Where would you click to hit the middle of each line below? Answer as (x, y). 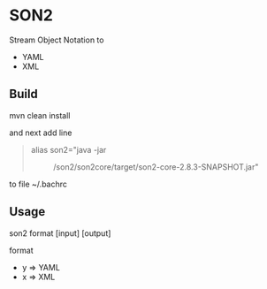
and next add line (41, 133)
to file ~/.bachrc (38, 184)
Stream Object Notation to (57, 40)
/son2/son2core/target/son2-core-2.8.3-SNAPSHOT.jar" (156, 167)
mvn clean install (40, 115)
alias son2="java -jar (69, 149)
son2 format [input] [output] (60, 233)
